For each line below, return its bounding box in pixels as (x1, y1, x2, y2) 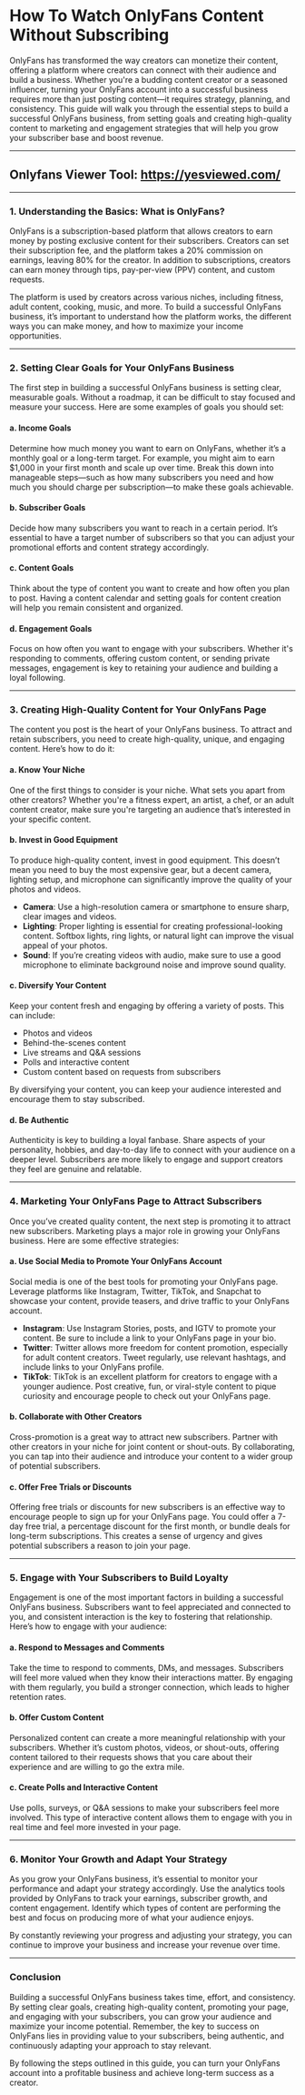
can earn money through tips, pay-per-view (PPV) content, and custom (9, 265, 275, 276)
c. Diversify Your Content (9, 980, 107, 991)
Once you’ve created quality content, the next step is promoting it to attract (9, 1216, 291, 1227)
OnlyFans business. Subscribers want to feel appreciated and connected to (9, 1602, 291, 1613)
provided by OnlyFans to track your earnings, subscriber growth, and (9, 1893, 268, 1904)
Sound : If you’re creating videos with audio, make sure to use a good (22, 949, 281, 960)
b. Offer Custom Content (9, 1712, 104, 1723)
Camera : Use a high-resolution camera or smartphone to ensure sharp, (22, 901, 290, 912)
